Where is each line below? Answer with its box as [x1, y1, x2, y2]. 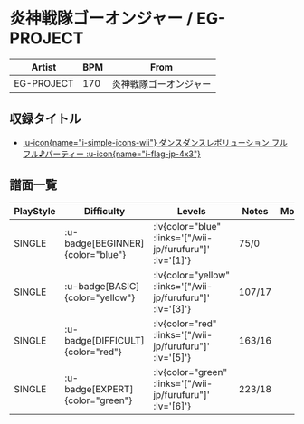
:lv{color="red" [153, 317, 217, 330]
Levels [176, 204, 206, 217]
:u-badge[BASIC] [64, 279, 140, 292]
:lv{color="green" [153, 365, 228, 378]
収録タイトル [9, 111, 81, 127]
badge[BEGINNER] [64, 237, 145, 250]
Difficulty [83, 204, 126, 217]
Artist [31, 61, 57, 73]
